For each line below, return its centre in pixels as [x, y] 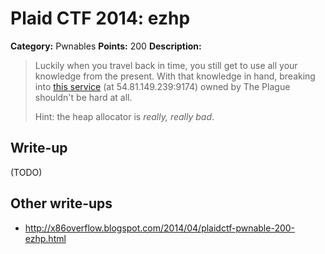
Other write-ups [61, 203]
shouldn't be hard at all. [83, 97]
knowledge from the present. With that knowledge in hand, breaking [175, 76]
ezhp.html [45, 238]
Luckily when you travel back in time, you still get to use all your [166, 65]
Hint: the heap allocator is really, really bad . [124, 116]
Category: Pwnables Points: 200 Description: [106, 46]
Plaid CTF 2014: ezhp [100, 18]
